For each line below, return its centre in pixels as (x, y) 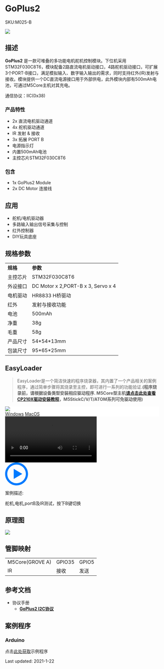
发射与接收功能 (49, 304)
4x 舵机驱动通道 (28, 127)
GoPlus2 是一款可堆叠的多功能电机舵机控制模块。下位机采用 (66, 61)
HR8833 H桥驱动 (51, 296)
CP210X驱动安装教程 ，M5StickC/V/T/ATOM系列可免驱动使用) (80, 399)
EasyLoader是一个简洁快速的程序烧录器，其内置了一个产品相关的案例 (87, 381)
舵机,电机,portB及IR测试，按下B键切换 (43, 503)
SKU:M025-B (18, 22)
